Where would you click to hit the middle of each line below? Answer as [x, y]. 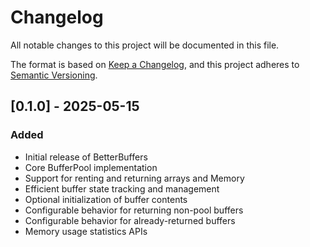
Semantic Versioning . [54, 75]
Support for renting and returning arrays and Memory [134, 178]
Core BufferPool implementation [91, 167]
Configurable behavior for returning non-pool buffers [134, 210]
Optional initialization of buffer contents [106, 199]
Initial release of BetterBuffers [86, 157]
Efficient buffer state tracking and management [122, 188]
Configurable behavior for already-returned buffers [130, 220]
